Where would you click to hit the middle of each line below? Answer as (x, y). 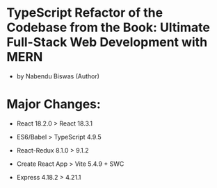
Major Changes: (54, 104)
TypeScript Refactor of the (85, 13)
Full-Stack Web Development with (107, 42)
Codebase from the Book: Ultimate (108, 27)
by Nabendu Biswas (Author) (58, 76)
